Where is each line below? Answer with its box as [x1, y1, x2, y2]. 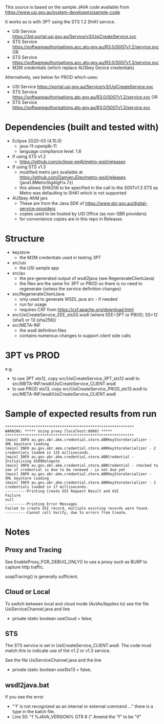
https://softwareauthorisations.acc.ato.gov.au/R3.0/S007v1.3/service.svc [12, 60, 159, 65]
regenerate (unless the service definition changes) [19, 286, 122, 291]
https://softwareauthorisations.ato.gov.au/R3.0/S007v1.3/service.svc [12, 105, 150, 110]
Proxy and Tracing [5, 546, 62, 554]
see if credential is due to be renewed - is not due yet [5, 467, 125, 472]
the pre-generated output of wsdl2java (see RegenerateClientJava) [19, 275, 155, 281]
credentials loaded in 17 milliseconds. [5, 484, 89, 489]
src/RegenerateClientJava [12, 291, 65, 297]
